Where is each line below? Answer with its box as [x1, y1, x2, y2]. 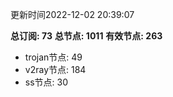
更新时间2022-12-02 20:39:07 [10, 9, 135, 20]
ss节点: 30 [24, 76, 69, 88]
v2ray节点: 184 [24, 64, 87, 75]
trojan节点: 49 [24, 51, 83, 63]
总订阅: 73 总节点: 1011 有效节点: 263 [10, 30, 163, 42]
